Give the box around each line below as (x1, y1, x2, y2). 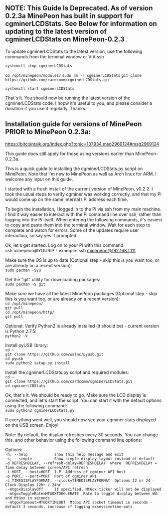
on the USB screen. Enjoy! (5, 422, 59, 428)
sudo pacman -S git (5, 282, 46, 287)
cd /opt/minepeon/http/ (5, 310, 55, 315)
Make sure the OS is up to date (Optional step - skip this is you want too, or (5, 257, 160, 263)
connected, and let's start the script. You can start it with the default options (5, 397, 162, 403)
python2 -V (5, 334, 28, 339)
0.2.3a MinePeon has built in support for (5, 12, 134, 20)
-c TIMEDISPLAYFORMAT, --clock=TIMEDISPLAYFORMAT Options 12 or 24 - (5, 478, 155, 483)
